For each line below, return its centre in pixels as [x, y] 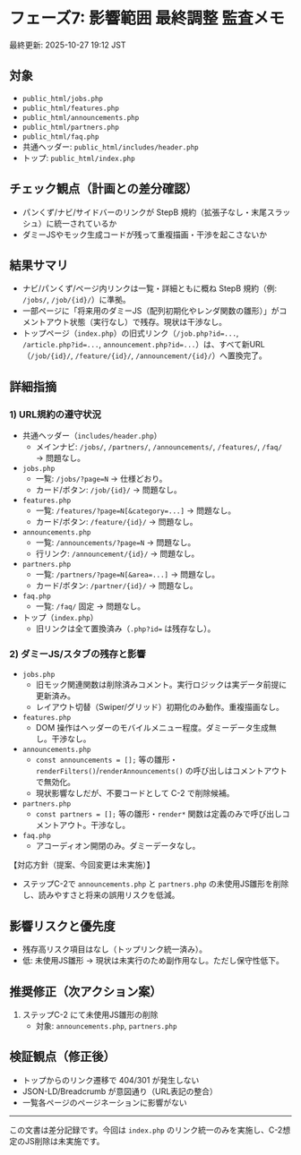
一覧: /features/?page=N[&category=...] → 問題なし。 [135, 510]
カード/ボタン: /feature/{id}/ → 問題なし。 [117, 522]
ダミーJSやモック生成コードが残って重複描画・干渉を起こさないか [145, 235]
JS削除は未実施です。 [64, 1141]
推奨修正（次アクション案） [86, 992]
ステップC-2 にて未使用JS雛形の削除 [90, 1014]
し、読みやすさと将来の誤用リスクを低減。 [101, 895]
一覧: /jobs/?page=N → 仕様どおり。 [101, 479]
